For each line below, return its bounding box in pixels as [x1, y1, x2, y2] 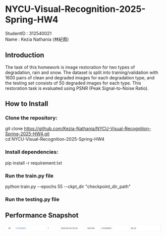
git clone [5, 125, 23, 132]
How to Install [5, 100, 49, 108]
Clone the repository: [5, 115, 58, 121]
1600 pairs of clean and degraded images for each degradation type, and [5, 74, 155, 80]
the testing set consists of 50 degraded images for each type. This [5, 80, 141, 86]
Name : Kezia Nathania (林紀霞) [5, 36, 69, 42]
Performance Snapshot [5, 211, 79, 220]
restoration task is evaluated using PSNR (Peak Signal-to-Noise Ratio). [5, 85, 149, 91]
